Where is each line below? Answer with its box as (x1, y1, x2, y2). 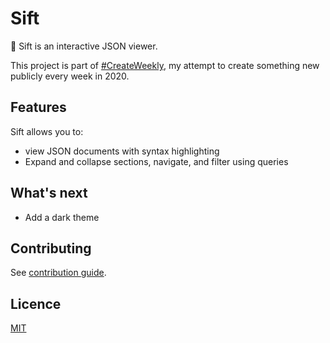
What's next (10, 185, 88, 202)
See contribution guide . (10, 267, 107, 279)
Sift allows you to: (10, 125, 84, 137)
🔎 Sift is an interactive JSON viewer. (10, 40, 158, 52)
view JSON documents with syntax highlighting (24, 145, 220, 157)
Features (10, 99, 67, 116)
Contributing (10, 240, 92, 257)
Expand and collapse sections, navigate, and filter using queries (24, 155, 289, 167)
